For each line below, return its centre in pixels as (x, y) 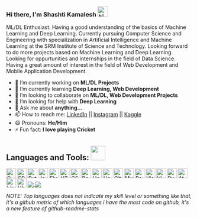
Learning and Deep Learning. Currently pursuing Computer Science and (94, 34)
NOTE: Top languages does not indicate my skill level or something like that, (99, 196)
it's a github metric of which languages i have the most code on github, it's (98, 202)
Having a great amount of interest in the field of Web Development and (92, 65)
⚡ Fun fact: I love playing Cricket (55, 129)
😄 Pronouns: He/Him (41, 123)
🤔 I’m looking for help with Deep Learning (65, 102)
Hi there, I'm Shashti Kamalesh (51, 14)
